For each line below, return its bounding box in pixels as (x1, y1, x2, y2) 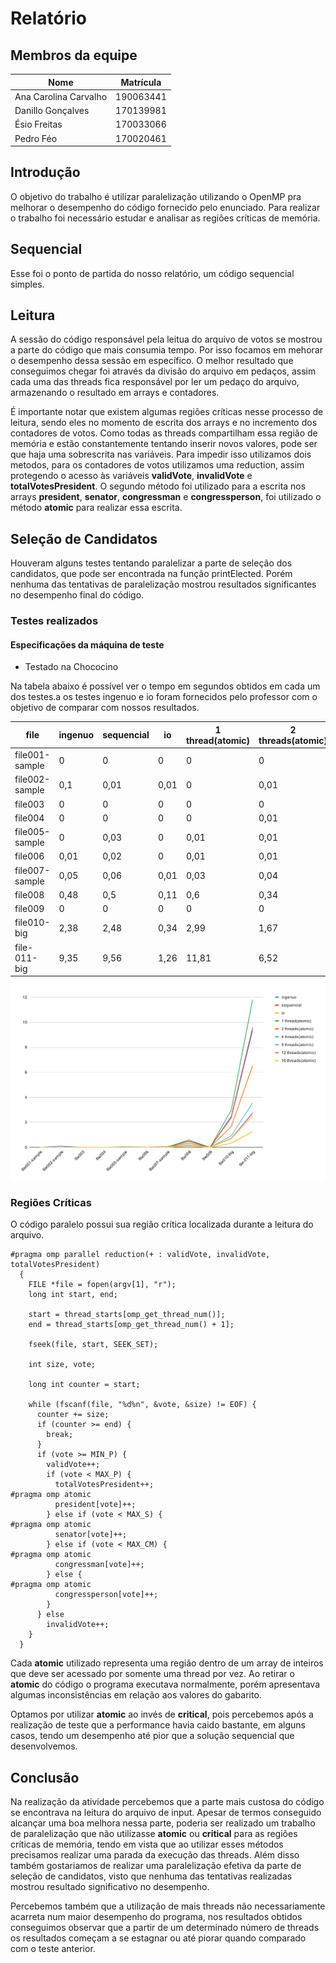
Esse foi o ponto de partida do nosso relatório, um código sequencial (10, 267, 295, 279)
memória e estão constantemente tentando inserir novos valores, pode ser (10, 438, 318, 450)
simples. (10, 278, 45, 290)
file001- (14, 749, 51, 761)
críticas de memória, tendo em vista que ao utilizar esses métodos (10, 1838, 284, 1851)
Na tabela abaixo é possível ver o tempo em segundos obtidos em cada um (10, 680, 321, 692)
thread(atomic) (185, 734, 251, 746)
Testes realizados (10, 614, 99, 628)
